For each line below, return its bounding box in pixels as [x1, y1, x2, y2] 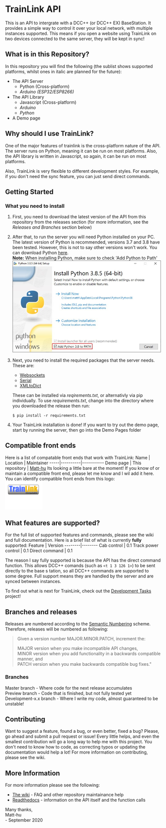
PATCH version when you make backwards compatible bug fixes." [17, 661, 152, 667]
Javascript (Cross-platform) [19, 99, 77, 105]
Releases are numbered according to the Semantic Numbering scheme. [5, 621, 151, 627]
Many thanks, [5, 807, 33, 813]
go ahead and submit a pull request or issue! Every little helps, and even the [5, 733, 160, 740]
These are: [12, 362, 35, 368]
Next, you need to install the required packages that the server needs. [12, 357, 155, 363]
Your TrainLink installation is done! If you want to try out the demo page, [12, 422, 159, 428]
